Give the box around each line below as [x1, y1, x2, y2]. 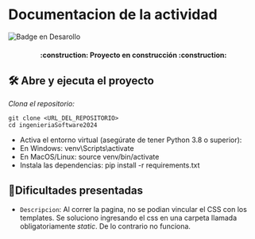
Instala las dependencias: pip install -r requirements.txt [19, 160, 200, 170]
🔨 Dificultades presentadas [8, 183, 144, 197]
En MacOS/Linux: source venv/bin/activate [19, 152, 160, 162]
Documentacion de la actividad [8, 6, 218, 24]
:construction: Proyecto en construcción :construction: [40, 50, 227, 60]
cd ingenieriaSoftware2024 [8, 121, 98, 129]
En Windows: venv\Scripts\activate [19, 144, 134, 153]
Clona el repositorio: [8, 99, 75, 109]
